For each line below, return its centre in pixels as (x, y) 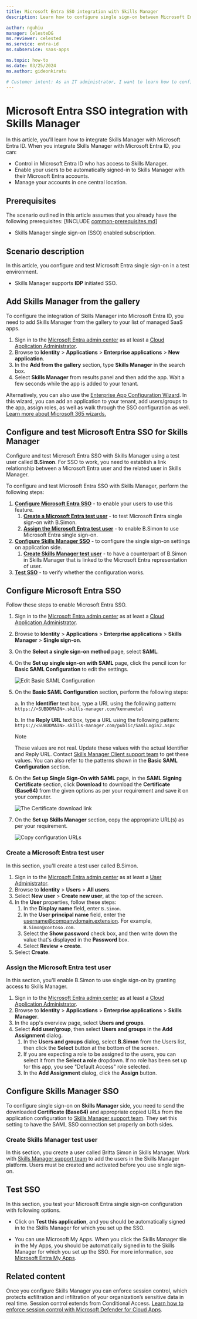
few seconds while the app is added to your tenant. (77, 383)
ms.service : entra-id (33, 44)
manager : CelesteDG (30, 33)
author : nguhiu (25, 28)
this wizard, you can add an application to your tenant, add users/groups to (97, 401)
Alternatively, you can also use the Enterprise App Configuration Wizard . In (96, 395)
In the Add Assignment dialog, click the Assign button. (90, 1073)
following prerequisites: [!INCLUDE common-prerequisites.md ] (82, 221)
